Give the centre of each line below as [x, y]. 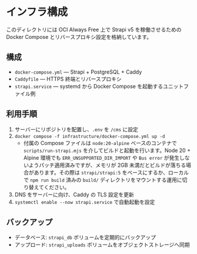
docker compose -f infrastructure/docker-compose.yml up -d [90, 136]
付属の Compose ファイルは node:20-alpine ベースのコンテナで [100, 143]
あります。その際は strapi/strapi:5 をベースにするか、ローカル [111, 172]
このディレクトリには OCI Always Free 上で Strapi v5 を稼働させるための [94, 29]
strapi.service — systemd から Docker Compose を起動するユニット [99, 86]
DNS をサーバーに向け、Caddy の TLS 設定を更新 [74, 194]
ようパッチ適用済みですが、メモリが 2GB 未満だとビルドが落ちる [107, 165]
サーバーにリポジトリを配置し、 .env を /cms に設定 [76, 129]
